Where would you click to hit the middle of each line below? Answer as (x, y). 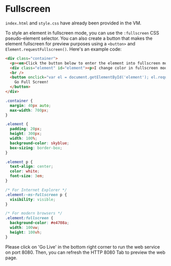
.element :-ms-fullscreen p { (36, 195)
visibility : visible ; (33, 199)
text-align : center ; (32, 167)
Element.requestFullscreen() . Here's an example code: (64, 49)
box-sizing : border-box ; (36, 148)
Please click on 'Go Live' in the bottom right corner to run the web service (83, 247)
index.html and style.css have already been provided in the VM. (73, 23)
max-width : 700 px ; (30, 110)
